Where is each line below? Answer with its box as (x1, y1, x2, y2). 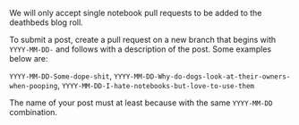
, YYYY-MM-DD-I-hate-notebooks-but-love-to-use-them (56, 80, 255, 90)
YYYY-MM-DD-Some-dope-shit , (9, 71, 113, 81)
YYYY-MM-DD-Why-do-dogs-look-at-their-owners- (113, 72, 291, 81)
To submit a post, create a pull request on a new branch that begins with (9, 35, 277, 45)
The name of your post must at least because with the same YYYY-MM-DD (9, 97, 273, 108)
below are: (9, 54, 48, 63)
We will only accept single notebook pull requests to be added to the (9, 8, 262, 18)
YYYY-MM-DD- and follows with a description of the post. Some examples (9, 44, 271, 54)
